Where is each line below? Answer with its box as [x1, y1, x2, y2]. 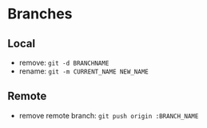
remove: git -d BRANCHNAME [18, 58, 109, 67]
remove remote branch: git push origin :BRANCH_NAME [18, 110, 199, 120]
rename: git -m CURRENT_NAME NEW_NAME [18, 66, 149, 76]
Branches [7, 5, 73, 23]
